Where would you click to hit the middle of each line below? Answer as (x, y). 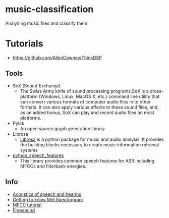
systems (29, 150)
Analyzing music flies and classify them (46, 23)
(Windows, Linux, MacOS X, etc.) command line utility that (99, 96)
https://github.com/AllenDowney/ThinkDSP (57, 58)
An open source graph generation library (62, 128)
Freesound (24, 210)
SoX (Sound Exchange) (37, 86)
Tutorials (24, 44)
